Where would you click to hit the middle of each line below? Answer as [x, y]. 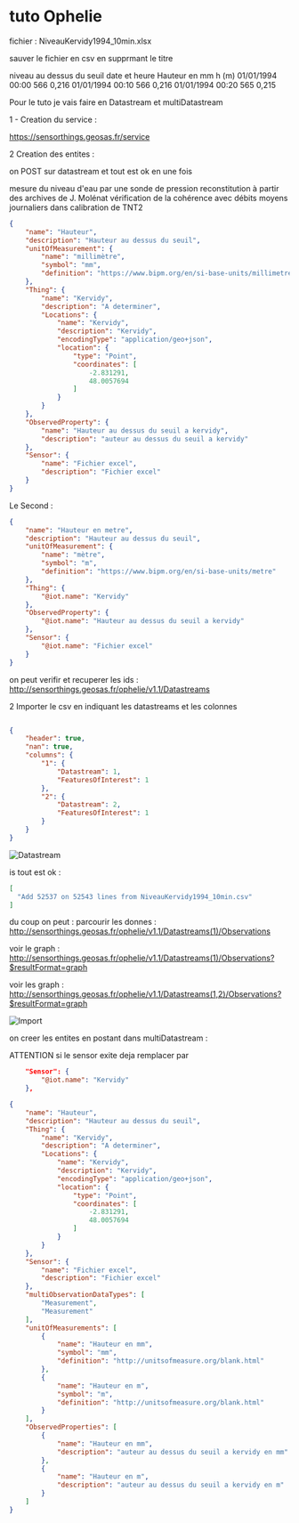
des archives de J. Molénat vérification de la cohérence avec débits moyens [149, 198]
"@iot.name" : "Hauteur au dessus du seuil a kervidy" [143, 621]
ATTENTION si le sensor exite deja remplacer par [99, 1056]
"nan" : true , [49, 747]
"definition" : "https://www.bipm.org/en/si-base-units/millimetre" [169, 273]
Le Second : [31, 506]
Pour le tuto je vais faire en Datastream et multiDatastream [117, 102]
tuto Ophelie [56, 16]
